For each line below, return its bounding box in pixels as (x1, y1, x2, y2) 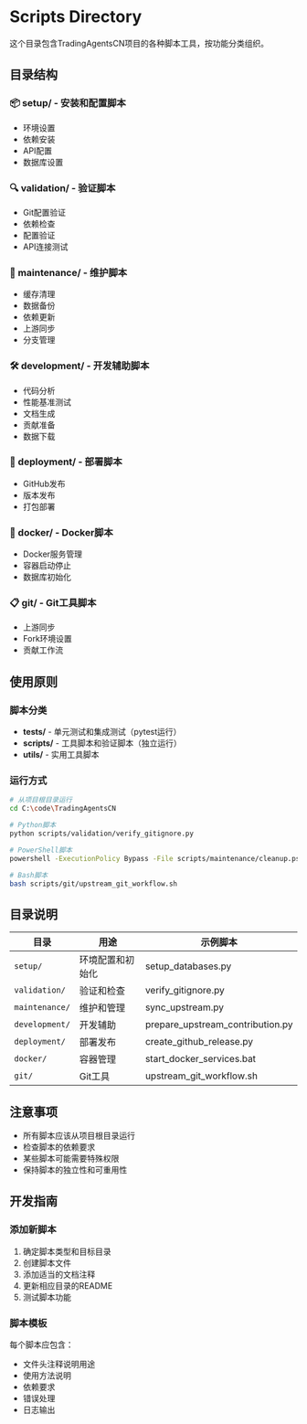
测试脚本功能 (22, 1291, 71, 1302)
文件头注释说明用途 (22, 1359, 96, 1369)
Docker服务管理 (22, 548, 83, 559)
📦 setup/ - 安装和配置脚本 (9, 97, 126, 110)
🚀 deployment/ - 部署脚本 (9, 455, 123, 468)
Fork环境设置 (22, 633, 73, 644)
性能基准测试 (22, 396, 71, 408)
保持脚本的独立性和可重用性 (22, 1164, 128, 1175)
